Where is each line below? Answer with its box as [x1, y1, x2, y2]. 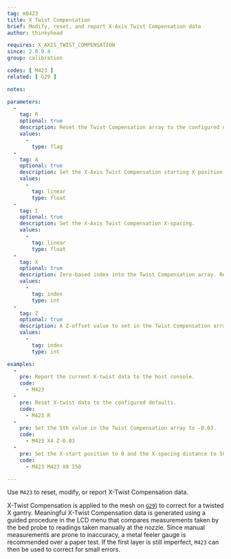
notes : [7, 85, 26, 93]
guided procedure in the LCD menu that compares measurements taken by [7, 516, 219, 525]
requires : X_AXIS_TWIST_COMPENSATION [7, 42, 115, 49]
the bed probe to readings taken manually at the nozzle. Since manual [7, 523, 205, 531]
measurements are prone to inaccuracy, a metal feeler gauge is [7, 531, 186, 539]
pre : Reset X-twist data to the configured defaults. [19, 399, 177, 406]
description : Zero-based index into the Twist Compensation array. [19, 272, 217, 278]
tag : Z [19, 309, 38, 317]
